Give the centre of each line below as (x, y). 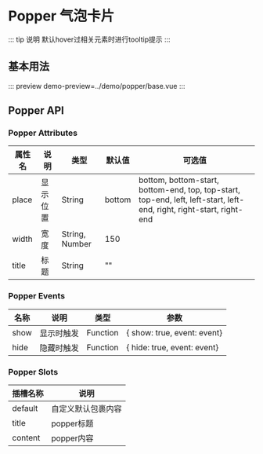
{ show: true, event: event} (175, 332)
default (25, 408)
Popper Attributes (43, 133)
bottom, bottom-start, (178, 180)
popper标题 (72, 423)
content (26, 438)
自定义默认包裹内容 (87, 409)
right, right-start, (187, 210)
